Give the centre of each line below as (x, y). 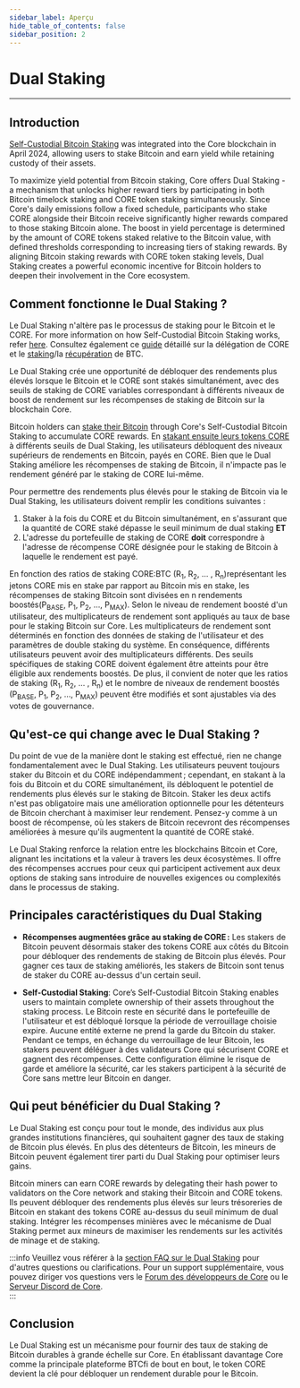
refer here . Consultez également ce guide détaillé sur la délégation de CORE (150, 344)
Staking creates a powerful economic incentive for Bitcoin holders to (135, 266)
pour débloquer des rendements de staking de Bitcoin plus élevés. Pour (154, 955)
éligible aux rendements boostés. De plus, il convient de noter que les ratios (149, 673)
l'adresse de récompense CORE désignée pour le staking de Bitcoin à (150, 546)
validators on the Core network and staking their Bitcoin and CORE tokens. (146, 1193)
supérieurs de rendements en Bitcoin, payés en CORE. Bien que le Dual (140, 455)
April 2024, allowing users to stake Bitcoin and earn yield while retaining (142, 154)
